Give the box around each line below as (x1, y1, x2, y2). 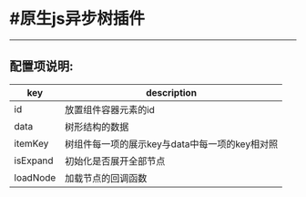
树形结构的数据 (65, 120, 129, 133)
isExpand (14, 154, 54, 167)
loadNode (14, 171, 56, 183)
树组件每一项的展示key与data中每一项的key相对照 (65, 138, 279, 150)
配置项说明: (9, 58, 75, 74)
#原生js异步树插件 (9, 8, 146, 29)
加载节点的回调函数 (65, 171, 148, 184)
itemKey (14, 137, 49, 150)
